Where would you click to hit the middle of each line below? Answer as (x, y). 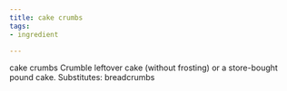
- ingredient (34, 34)
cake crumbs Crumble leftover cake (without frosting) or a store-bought (144, 68)
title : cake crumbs (46, 18)
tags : (20, 26)
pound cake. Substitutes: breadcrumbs (82, 77)
